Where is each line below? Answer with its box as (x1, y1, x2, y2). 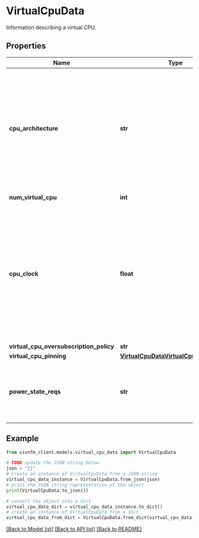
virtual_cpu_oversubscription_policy (9, 342, 114, 351)
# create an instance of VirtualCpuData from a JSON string (6, 471, 158, 477)
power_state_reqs (9, 387, 61, 396)
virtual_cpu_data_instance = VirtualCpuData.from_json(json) (6, 476, 161, 483)
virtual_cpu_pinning (9, 352, 66, 360)
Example (6, 434, 39, 444)
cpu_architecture (9, 124, 58, 132)
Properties (6, 41, 46, 51)
